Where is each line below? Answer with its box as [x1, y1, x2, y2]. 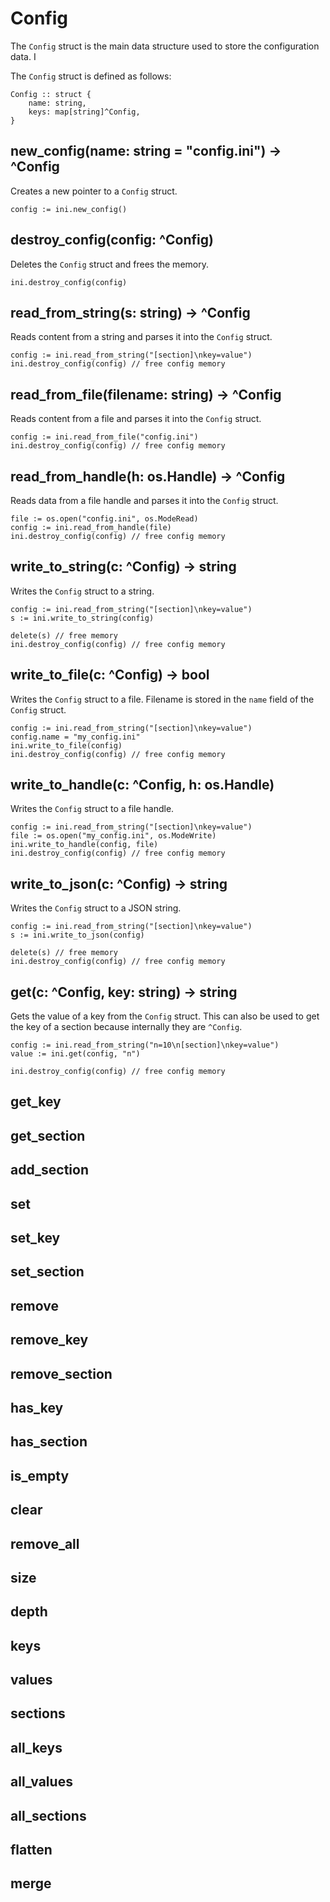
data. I [10, 50, 37, 62]
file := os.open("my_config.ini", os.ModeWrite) [10, 831, 217, 841]
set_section [10, 1263, 85, 1281]
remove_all [10, 1535, 80, 1552]
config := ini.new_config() [10, 204, 128, 214]
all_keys [10, 1739, 63, 1756]
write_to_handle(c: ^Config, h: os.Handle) [10, 777, 275, 794]
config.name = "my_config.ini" [10, 732, 141, 742]
